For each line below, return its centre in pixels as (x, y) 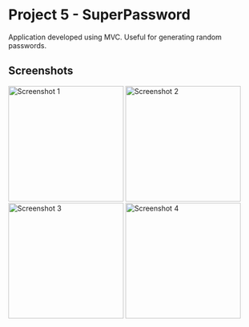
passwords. (27, 45)
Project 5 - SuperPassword (99, 15)
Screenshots (41, 71)
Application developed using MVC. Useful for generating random (115, 37)
